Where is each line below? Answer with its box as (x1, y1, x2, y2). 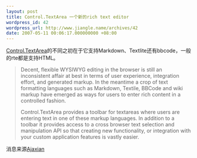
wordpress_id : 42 (6, 19, 49, 25)
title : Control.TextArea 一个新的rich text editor (6, 14, 129, 20)
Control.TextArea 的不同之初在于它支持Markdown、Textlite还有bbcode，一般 (6, 47, 191, 54)
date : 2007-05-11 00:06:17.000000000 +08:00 (6, 30, 117, 36)
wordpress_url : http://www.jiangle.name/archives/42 (6, 25, 138, 31)
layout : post (6, 8, 38, 15)
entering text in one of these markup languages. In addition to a (20, 115, 175, 122)
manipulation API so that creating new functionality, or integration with (20, 127, 191, 135)
